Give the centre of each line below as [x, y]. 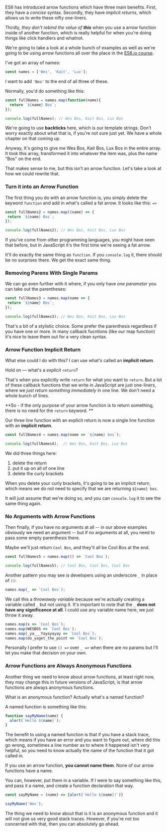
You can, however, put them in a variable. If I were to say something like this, [83, 781]
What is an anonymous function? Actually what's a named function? [75, 697]
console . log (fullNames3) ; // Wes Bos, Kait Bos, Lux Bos [65, 317]
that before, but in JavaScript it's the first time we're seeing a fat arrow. [78, 245]
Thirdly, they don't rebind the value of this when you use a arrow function [81, 27]
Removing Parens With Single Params [51, 273]
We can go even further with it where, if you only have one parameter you [81, 284]
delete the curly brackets [38, 474]
